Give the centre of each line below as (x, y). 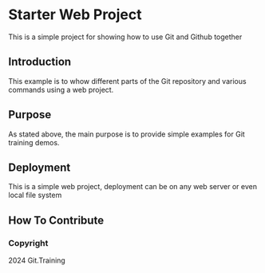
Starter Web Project (75, 15)
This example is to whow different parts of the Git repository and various (127, 81)
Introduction (40, 62)
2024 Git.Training (37, 260)
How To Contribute (56, 220)
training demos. (34, 142)
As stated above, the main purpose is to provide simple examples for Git (127, 134)
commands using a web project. (61, 89)
